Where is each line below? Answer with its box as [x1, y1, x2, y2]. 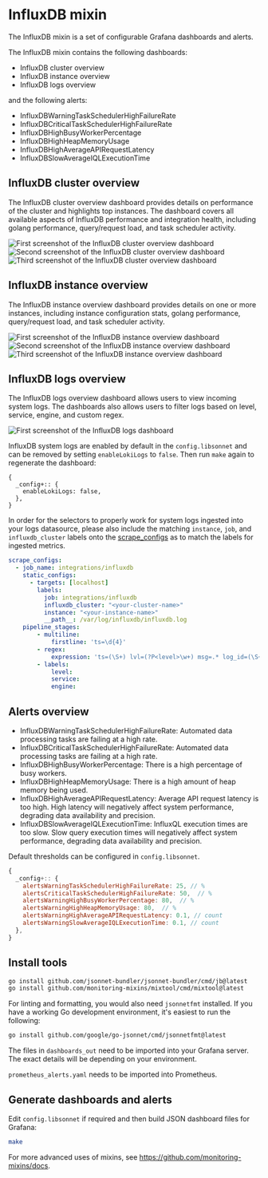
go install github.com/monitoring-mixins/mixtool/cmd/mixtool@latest [8, 984, 245, 993]
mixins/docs [8, 1160, 49, 1170]
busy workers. [19, 768, 68, 777]
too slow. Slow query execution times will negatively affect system [19, 828, 238, 837]
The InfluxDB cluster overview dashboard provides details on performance [8, 197, 254, 207]
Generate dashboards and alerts [8, 1093, 173, 1106]
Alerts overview [8, 705, 89, 718]
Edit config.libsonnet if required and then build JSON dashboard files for [8, 1113, 250, 1123]
